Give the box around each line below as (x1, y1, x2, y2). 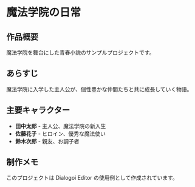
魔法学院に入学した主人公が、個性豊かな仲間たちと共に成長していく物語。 (6, 86, 193, 93)
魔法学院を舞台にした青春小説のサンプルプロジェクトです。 (6, 49, 155, 56)
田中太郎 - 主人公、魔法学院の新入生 (15, 122, 106, 129)
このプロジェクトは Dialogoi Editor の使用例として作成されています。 (6, 174, 178, 182)
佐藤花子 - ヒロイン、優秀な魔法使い (15, 130, 106, 137)
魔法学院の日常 (6, 5, 81, 19)
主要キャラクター (6, 105, 70, 115)
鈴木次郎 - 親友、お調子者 (15, 137, 80, 144)
